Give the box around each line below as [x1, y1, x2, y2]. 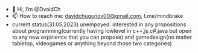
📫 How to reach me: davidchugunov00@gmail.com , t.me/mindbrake [11, 13, 184, 19]
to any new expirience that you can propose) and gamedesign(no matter [11, 33, 192, 40]
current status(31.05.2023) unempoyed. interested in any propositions [11, 21, 187, 28]
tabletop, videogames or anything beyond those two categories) [11, 40, 172, 47]
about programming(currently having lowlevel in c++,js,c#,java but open [11, 27, 192, 34]
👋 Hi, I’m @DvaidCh [11, 6, 61, 13]
